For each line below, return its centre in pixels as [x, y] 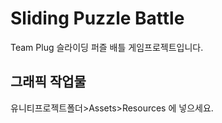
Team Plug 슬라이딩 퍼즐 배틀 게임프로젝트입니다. [107, 47]
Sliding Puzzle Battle [97, 18]
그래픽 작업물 [48, 82]
